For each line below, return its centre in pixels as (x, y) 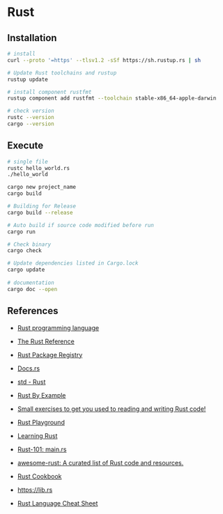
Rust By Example (41, 395)
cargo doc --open (32, 289)
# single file (28, 162)
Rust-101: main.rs (42, 449)
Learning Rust (37, 435)
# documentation (31, 283)
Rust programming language (58, 327)
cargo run (22, 232)
